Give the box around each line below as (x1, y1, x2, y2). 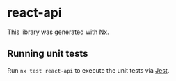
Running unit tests (7, 48, 88, 60)
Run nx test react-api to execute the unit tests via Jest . (7, 66, 170, 74)
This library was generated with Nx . (7, 28, 109, 36)
